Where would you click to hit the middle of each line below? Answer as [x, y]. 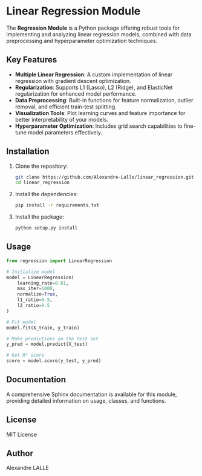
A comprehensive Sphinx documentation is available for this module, [92, 394]
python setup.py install [46, 228]
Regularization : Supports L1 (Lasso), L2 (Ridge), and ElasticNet [94, 87]
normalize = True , [38, 294]
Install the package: [40, 217]
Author [20, 453]
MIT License [22, 434]
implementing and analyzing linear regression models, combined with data [99, 34]
